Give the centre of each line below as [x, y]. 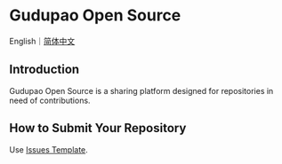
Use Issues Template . [49, 149]
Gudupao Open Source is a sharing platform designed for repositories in [141, 90]
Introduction [44, 70]
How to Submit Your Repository [98, 128]
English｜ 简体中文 [42, 41]
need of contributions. [50, 100]
